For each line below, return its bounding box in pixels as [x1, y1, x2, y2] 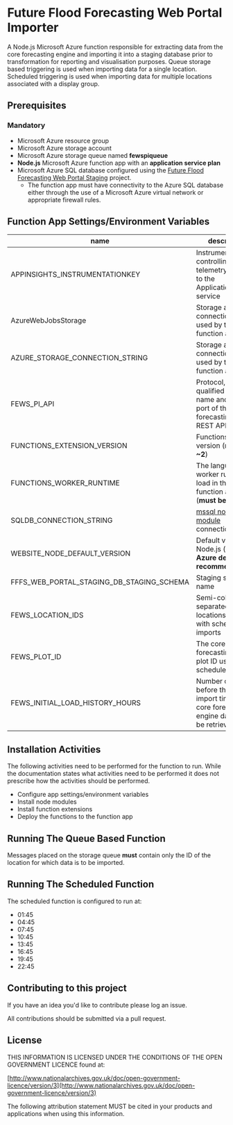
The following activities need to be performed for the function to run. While [7, 762, 222, 770]
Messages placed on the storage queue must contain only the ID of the [7, 851, 212, 859]
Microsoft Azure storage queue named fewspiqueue [17, 151, 169, 159]
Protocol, [196, 378, 225, 387]
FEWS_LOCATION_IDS [10, 610, 84, 620]
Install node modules [17, 798, 78, 806]
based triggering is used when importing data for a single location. [7, 65, 198, 73]
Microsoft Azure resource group [17, 136, 110, 145]
